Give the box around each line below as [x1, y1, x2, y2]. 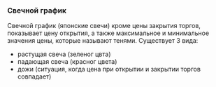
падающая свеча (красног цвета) [17, 58, 117, 66]
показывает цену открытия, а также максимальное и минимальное [7, 29, 210, 37]
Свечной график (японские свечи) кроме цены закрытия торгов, [7, 22, 201, 30]
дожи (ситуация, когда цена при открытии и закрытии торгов [17, 65, 201, 74]
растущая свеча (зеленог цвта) [17, 50, 111, 58]
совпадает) [17, 72, 52, 81]
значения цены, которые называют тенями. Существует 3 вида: [7, 36, 199, 45]
